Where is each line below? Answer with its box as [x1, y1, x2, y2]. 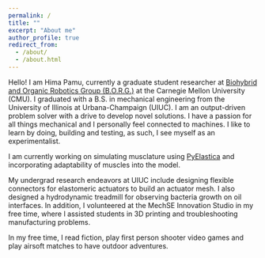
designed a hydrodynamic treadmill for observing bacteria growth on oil [8, 192, 242, 202]
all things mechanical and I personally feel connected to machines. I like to [8, 120, 251, 129]
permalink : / [8, 11, 51, 20]
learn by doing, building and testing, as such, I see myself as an [8, 127, 216, 137]
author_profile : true [8, 33, 80, 42]
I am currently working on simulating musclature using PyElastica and [8, 151, 235, 161]
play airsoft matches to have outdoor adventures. [8, 241, 168, 250]
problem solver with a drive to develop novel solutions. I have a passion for [8, 111, 252, 120]
